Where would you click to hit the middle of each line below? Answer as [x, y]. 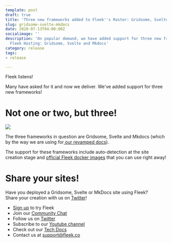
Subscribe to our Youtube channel [49, 224]
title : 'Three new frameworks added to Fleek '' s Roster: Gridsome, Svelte [87, 19]
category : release [25, 48]
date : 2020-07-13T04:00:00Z [35, 29]
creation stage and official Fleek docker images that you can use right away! [86, 157]
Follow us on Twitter [34, 219]
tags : [11, 53]
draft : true [18, 15]
